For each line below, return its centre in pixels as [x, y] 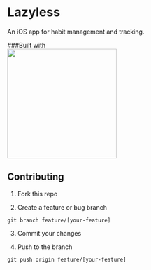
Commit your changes [49, 233]
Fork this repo [37, 194]
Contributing [36, 177]
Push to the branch [45, 247]
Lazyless [34, 12]
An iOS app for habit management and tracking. [76, 32]
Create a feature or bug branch [62, 207]
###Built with [27, 45]
